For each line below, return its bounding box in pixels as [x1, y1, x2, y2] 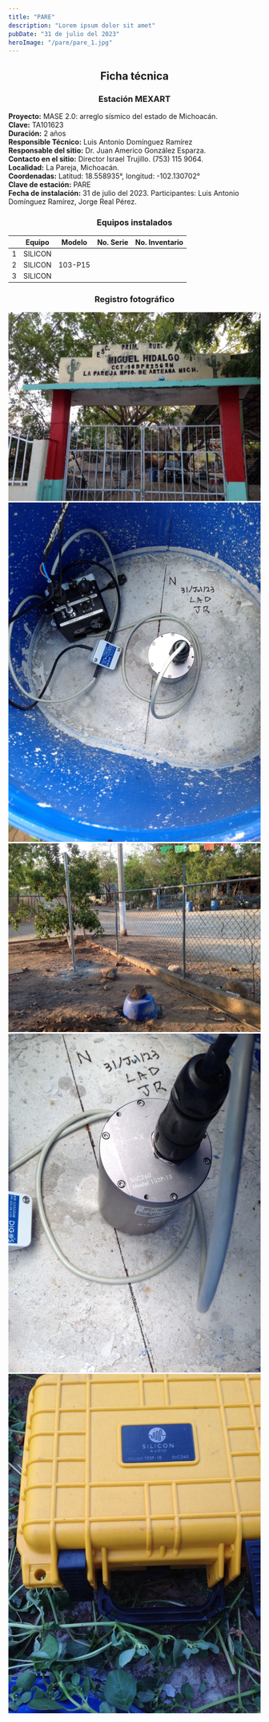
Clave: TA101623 [8, 120, 64, 129]
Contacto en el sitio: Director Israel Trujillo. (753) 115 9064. [8, 153, 204, 164]
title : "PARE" [8, 13, 56, 21]
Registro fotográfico [94, 293, 175, 304]
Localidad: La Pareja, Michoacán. [8, 162, 119, 172]
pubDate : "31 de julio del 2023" [8, 30, 120, 38]
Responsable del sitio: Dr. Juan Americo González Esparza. [8, 145, 207, 155]
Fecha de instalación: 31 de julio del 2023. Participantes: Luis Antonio [8, 188, 239, 198]
